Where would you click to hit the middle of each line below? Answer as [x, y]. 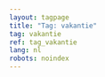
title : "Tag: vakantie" [53, 26]
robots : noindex [39, 58]
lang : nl [25, 50]
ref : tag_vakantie [43, 42]
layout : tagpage [39, 17]
